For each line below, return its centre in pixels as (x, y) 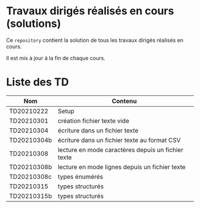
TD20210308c (31, 176)
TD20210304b (31, 140)
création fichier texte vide (93, 120)
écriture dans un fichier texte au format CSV (119, 140)
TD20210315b (31, 196)
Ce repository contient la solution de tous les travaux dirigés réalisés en (95, 40)
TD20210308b (31, 167)
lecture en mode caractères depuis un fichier (120, 150)
